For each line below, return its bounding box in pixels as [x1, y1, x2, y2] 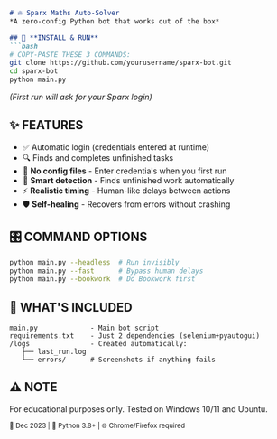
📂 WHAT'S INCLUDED [9, 299, 133, 315]
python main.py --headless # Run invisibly [9, 257, 180, 266]
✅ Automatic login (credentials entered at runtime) [22, 141, 210, 153]
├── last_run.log [21, 348, 88, 357]
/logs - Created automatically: [9, 340, 188, 349]
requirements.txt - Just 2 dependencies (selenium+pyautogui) [9, 332, 260, 341]
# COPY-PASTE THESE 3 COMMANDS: [9, 50, 131, 59]
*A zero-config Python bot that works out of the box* [9, 16, 220, 26]
